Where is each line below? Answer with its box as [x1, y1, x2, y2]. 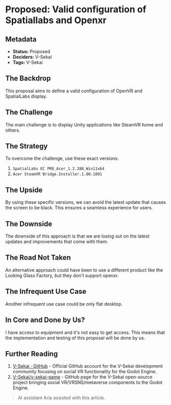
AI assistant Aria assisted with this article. [17, 395, 106, 401]
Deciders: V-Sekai [12, 54, 52, 60]
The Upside [5, 185, 43, 194]
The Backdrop [5, 74, 51, 83]
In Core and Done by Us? [5, 316, 85, 325]
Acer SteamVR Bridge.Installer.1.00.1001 [12, 172, 102, 177]
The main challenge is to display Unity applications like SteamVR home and [5, 121, 163, 127]
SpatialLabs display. [5, 93, 47, 99]
